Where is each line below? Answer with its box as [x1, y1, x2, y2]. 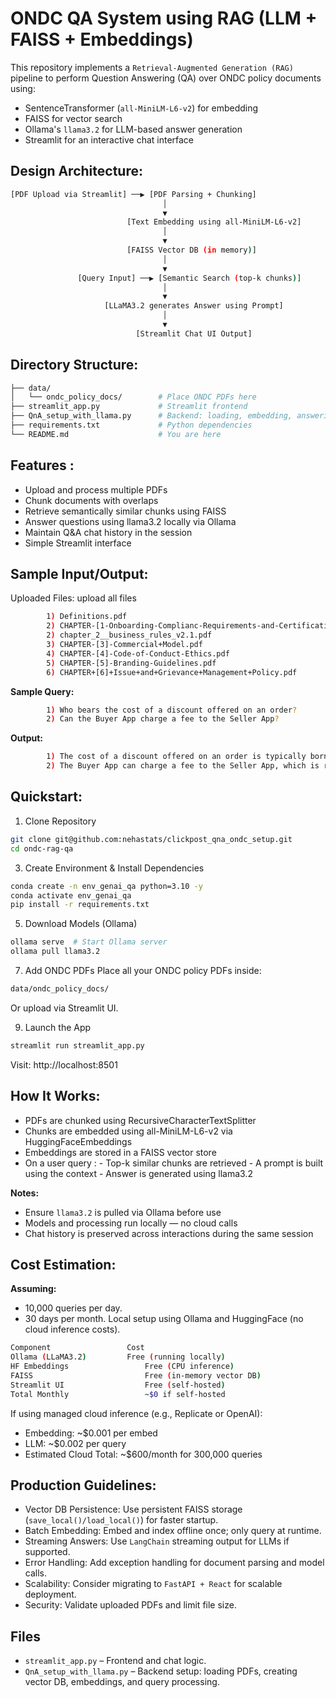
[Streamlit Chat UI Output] [135, 328, 253, 339]
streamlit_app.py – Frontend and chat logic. [24, 1655, 207, 1667]
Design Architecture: [10, 163, 143, 180]
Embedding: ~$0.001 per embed [24, 1427, 158, 1439]
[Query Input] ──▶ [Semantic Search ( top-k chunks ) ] [77, 273, 302, 283]
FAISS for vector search [24, 112, 123, 124]
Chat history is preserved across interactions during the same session [24, 1227, 314, 1239]
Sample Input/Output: [10, 566, 149, 583]
